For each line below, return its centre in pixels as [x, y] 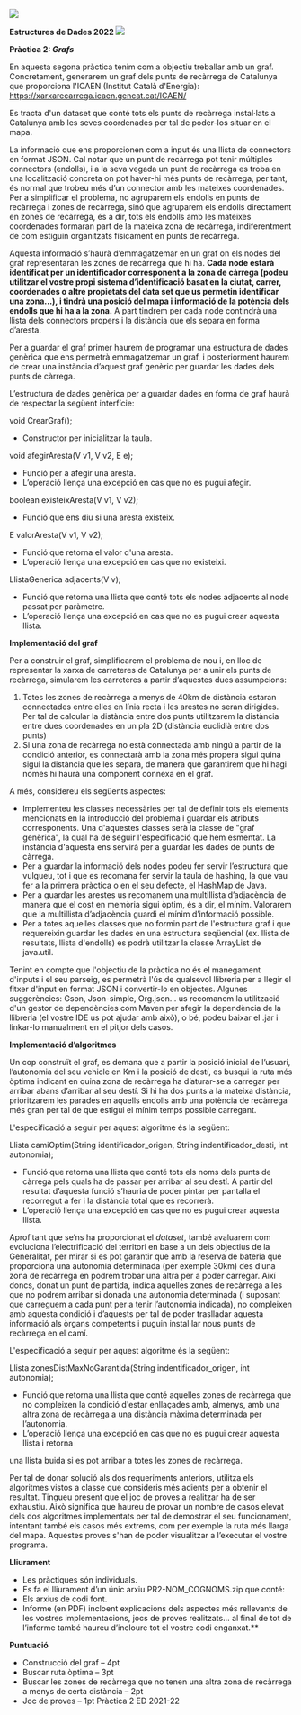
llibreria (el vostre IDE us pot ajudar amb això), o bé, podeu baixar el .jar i [144, 1017]
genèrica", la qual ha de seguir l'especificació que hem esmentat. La [149, 837]
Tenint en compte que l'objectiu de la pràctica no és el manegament [135, 970]
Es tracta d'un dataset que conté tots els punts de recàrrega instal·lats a [142, 113]
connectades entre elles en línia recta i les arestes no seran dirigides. [150, 707]
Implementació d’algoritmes [63, 1045]
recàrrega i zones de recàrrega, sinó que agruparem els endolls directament [150, 207]
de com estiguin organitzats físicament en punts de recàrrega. [124, 236]
